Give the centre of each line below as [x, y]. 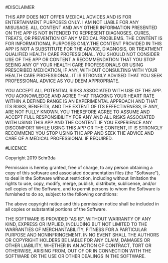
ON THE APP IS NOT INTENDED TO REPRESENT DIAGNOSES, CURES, [78, 33]
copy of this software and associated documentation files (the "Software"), [83, 173]
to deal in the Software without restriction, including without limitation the [81, 178]
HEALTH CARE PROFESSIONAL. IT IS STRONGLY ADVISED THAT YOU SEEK [84, 75]
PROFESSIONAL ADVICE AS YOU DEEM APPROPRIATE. [62, 81]
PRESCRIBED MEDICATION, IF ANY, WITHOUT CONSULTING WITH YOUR [81, 70]
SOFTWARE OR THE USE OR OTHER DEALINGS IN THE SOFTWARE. [75, 256]
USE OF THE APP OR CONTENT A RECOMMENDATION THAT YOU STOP [80, 59]
